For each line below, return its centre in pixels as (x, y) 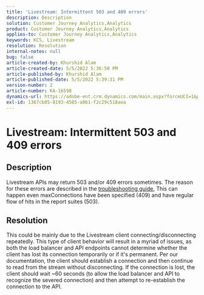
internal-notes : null (34, 52)
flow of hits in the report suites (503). (53, 202)
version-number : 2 (29, 86)
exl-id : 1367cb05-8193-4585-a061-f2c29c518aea (66, 102)
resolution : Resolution (36, 46)
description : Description (39, 18)
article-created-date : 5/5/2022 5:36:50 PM (62, 68)
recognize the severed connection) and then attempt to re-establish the (96, 280)
